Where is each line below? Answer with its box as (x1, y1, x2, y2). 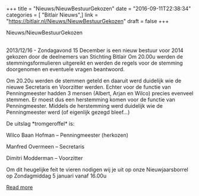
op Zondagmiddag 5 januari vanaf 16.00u (6, 172, 107, 179)
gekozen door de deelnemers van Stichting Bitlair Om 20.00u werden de (6, 53, 183, 60)
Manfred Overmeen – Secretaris (6, 143, 85, 150)
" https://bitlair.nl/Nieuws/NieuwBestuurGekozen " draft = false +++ (6, 18, 169, 24)
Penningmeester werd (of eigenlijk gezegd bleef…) (6, 109, 130, 115)
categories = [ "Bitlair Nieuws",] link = (6, 11, 99, 18)
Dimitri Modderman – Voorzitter (6, 155, 83, 162)
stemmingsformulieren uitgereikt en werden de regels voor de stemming (6, 59, 183, 66)
